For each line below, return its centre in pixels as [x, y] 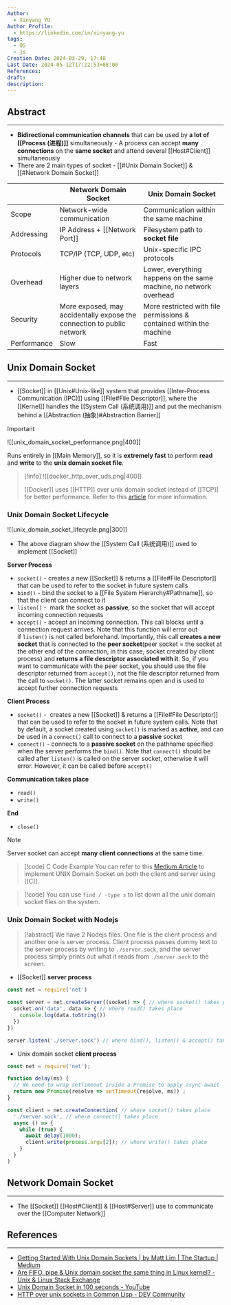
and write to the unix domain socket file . [65, 463]
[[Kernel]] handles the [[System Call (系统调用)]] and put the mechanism [119, 406]
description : [26, 84]
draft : [16, 77]
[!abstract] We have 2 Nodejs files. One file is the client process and [120, 935]
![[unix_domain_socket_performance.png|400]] [74, 442]
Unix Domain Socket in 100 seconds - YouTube [83, 1287]
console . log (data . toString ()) [63, 1015]
